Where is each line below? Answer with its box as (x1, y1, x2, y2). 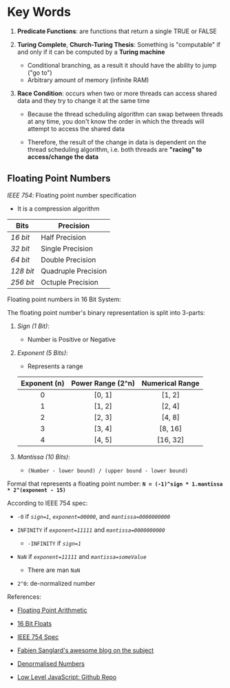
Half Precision (41, 232, 87, 242)
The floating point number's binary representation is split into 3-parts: (7, 308, 205, 316)
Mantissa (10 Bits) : (17, 452, 70, 461)
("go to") (27, 68, 53, 77)
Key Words (7, 4, 71, 20)
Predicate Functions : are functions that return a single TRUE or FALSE (17, 27, 217, 35)
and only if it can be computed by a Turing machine (17, 48, 165, 56)
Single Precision (41, 243, 93, 253)
